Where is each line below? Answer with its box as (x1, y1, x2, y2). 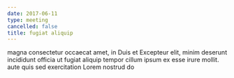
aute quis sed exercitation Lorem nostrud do (7, 63, 135, 71)
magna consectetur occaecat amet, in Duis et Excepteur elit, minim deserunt (7, 48, 228, 57)
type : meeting (7, 17, 49, 23)
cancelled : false (7, 23, 58, 30)
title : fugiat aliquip (7, 29, 73, 37)
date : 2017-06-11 (7, 10, 58, 17)
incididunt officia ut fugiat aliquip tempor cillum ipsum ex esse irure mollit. (7, 56, 219, 64)
